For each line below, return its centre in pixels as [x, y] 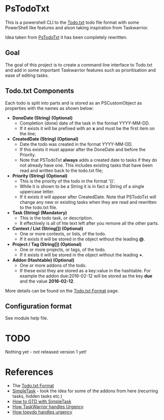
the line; [28, 133]
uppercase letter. [37, 191]
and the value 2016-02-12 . [47, 281]
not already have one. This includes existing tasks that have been [86, 165]
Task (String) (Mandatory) [40, 212]
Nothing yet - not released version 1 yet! [46, 352]
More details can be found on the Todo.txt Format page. [62, 291]
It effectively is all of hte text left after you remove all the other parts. [89, 223]
